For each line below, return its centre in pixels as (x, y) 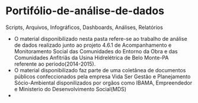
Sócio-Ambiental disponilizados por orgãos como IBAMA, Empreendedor (103, 83)
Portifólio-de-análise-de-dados (85, 11)
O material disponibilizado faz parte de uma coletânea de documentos (100, 70)
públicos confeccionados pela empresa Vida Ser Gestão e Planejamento (102, 76)
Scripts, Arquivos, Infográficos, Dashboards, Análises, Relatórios (84, 27)
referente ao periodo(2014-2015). (55, 64)
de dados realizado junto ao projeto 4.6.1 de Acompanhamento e (93, 45)
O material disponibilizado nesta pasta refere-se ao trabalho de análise (100, 38)
